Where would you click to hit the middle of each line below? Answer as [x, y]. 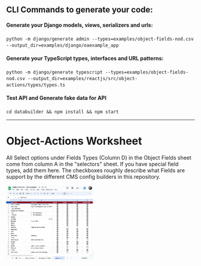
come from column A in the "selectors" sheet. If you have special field [92, 164]
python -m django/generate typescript [54, 72]
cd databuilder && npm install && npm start [63, 112]
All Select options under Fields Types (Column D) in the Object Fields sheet [99, 157]
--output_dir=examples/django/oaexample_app [63, 45]
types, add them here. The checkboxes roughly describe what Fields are [96, 170]
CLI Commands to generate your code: [80, 10]
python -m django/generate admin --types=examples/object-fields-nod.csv [100, 39]
